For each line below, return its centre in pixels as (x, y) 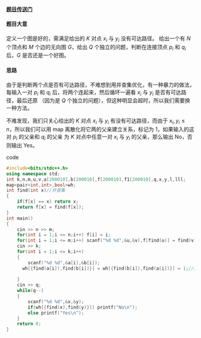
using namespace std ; (33, 173)
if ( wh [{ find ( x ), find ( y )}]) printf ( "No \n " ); (83, 307)
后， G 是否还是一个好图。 (38, 55)
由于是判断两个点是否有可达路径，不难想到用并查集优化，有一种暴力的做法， (100, 84)
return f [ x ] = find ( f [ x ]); (51, 207)
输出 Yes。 (24, 145)
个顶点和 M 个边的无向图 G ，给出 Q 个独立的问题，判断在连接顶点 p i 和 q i (96, 48)
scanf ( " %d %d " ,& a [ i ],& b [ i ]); (64, 263)
